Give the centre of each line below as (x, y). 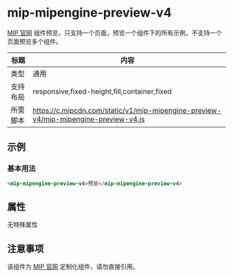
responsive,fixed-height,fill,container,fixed (102, 91)
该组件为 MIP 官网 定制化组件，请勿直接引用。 (73, 267)
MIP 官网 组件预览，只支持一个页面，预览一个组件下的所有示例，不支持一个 (115, 33)
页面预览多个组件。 (35, 41)
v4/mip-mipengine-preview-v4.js (88, 119)
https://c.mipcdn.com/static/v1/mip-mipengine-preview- (127, 110)
